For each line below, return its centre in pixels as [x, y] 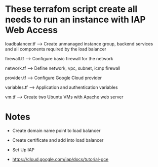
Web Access [31, 30]
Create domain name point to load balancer [56, 130]
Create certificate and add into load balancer [58, 140]
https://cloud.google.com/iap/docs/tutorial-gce [60, 159]
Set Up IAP [23, 150]
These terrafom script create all [71, 9]
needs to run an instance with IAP [75, 20]
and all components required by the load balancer [56, 49]
